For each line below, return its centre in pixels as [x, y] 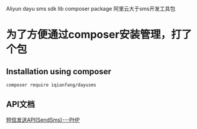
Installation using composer [59, 72]
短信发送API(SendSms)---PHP [43, 120]
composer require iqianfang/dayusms [51, 85]
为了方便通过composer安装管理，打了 [99, 35]
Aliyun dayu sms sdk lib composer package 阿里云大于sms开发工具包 [91, 9]
